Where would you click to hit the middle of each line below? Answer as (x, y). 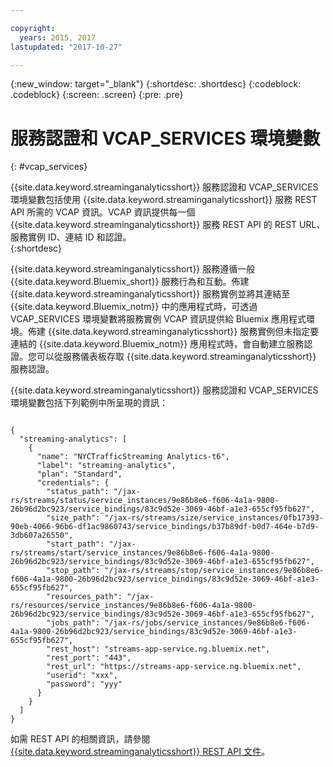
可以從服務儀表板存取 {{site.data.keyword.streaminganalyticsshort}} (176, 357)
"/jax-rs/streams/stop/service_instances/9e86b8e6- (214, 571)
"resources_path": (84, 597)
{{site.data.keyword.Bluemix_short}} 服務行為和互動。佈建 (130, 282)
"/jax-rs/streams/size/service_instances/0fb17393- (214, 518)
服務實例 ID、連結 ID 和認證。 (71, 237)
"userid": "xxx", (82, 676)
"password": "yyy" (84, 684)
